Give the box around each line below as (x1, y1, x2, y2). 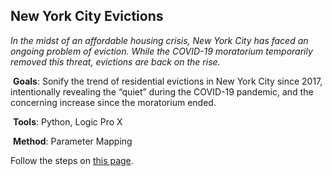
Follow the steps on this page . (10, 154, 134, 166)
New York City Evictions (10, 8, 164, 25)
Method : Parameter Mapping (12, 135, 133, 147)
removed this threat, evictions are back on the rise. (10, 55, 221, 68)
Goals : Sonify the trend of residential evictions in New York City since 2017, (12, 75, 323, 87)
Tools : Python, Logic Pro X (12, 115, 123, 128)
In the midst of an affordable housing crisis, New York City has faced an (10, 34, 309, 46)
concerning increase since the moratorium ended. (10, 96, 217, 108)
